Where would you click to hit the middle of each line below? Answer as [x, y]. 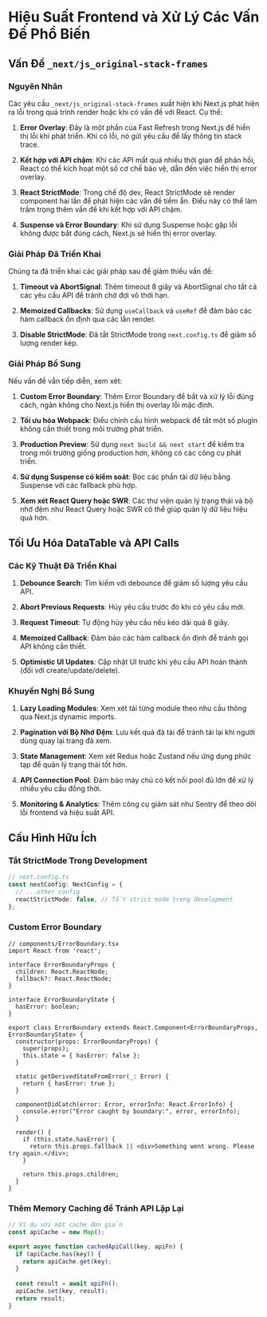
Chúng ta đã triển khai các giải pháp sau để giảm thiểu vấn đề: [111, 271]
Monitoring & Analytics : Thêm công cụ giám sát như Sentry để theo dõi [138, 804]
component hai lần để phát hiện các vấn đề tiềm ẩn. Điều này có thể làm [138, 200]
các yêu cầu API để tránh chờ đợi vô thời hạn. [94, 295]
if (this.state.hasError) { [69, 1139]
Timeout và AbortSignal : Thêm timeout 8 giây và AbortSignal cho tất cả [138, 287]
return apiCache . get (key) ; [67, 1261]
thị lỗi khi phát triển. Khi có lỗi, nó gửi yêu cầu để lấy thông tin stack [131, 136]
